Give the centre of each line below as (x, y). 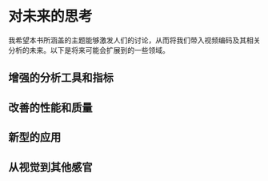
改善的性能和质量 (50, 108)
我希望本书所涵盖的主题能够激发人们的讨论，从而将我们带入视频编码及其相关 (134, 40)
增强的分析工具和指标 (61, 78)
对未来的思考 (51, 16)
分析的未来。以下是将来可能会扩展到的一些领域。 (89, 50)
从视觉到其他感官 (50, 167)
